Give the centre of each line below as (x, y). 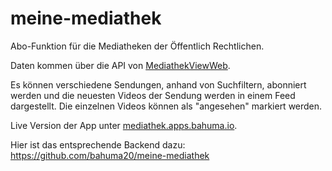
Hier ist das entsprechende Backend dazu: (98, 144)
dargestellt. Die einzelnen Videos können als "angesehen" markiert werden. (166, 106)
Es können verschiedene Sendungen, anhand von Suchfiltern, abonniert (158, 84)
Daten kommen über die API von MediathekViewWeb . (120, 65)
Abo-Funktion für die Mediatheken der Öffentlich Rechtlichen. (137, 46)
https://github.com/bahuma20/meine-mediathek (110, 155)
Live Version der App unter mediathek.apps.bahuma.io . (124, 125)
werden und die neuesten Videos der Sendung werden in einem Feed (153, 95)
